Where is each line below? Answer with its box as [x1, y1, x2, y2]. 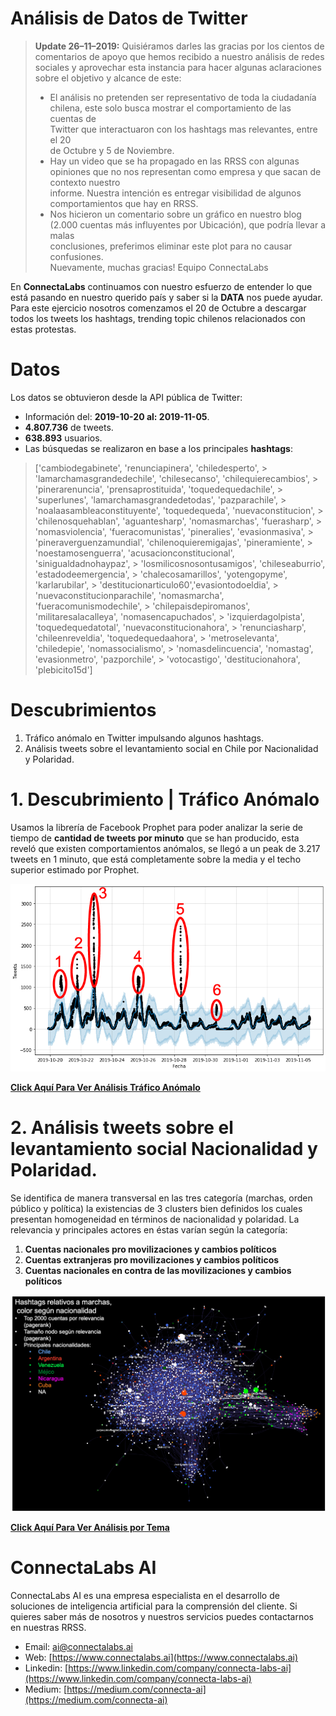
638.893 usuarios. [24, 432, 103, 444]
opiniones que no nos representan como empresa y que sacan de [49, 165, 322, 177]
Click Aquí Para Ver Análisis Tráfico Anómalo [10, 1081, 201, 1093]
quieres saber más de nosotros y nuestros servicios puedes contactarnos [10, 1611, 314, 1623]
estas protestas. [10, 323, 77, 335]
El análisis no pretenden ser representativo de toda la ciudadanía [49, 91, 317, 103]
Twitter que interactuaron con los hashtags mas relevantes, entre [49, 123, 318, 135]
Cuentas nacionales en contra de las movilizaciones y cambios [24, 1264, 292, 1276]
